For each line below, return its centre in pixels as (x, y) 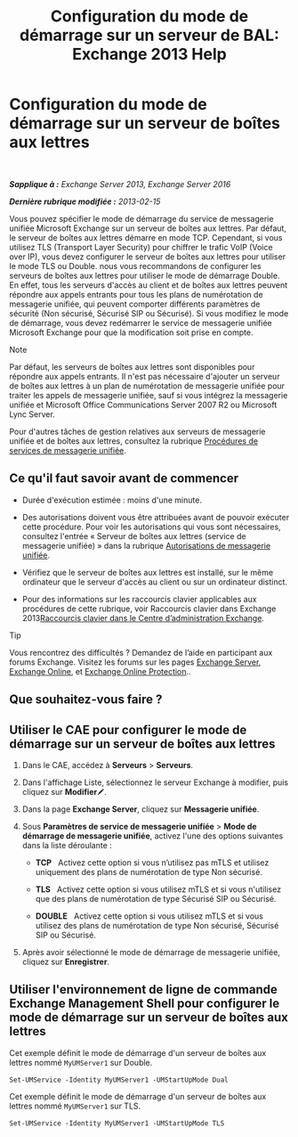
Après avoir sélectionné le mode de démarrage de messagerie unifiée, (151, 952)
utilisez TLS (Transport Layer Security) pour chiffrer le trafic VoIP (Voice (141, 247)
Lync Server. (32, 414)
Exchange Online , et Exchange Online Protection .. (100, 671)
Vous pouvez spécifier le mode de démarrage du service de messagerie (141, 218)
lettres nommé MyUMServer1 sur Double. (81, 1062)
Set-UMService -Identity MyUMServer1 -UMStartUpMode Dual (119, 1080)
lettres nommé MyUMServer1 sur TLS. (75, 1106)
